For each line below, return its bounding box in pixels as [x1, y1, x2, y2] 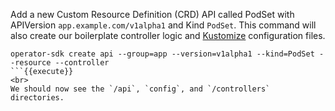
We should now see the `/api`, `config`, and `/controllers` [10, 84, 271, 94]
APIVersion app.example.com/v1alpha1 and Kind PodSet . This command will [10, 19, 317, 31]
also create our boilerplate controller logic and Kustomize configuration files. [10, 30, 326, 41]
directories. [10, 93, 65, 103]
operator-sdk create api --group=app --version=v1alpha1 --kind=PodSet [10, 49, 315, 59]
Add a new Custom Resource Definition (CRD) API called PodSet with [10, 9, 295, 20]
